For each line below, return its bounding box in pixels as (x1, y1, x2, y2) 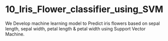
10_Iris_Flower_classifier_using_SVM (5, 4, 163, 15)
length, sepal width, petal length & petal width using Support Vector (5, 25, 146, 31)
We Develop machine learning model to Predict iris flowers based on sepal (5, 20, 160, 26)
